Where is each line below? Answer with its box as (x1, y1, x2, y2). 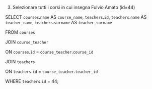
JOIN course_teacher (5, 39, 49, 45)
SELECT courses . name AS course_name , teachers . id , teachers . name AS (5, 14, 147, 20)
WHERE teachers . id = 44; (5, 78, 59, 84)
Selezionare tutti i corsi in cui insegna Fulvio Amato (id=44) (12, 5, 135, 10)
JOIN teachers (5, 59, 35, 65)
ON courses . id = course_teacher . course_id (5, 49, 94, 55)
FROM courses (5, 29, 35, 35)
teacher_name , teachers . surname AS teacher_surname (5, 20, 112, 25)
